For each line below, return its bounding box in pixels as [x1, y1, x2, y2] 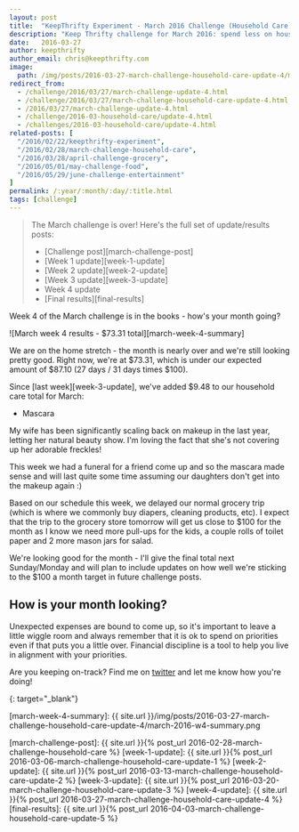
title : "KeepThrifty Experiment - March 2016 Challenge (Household [9, 21, 269, 30]
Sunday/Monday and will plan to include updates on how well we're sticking [9, 561, 287, 572]
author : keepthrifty [9, 46, 86, 55]
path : [17, 71, 38, 80]
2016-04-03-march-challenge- [149, 803, 265, 814]
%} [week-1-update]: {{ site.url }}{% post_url [109, 747, 273, 757]
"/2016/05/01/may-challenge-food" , [17, 162, 149, 171]
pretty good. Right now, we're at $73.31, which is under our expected [9, 354, 263, 365]
